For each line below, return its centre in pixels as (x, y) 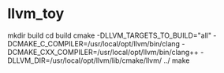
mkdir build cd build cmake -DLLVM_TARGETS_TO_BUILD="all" (110, 35)
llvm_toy (36, 14)
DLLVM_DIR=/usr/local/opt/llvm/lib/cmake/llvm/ (85, 60)
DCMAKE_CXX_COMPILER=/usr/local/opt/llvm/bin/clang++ (103, 52)
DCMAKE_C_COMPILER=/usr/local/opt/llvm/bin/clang (94, 43)
